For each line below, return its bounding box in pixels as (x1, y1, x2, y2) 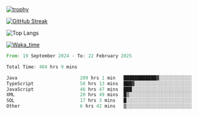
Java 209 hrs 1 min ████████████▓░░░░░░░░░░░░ (6, 75, 192, 81)
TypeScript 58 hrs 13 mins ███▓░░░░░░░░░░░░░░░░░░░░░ (6, 80, 192, 86)
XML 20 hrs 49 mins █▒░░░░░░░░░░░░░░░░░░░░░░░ (6, 92, 192, 98)
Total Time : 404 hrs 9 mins (6, 64, 78, 70)
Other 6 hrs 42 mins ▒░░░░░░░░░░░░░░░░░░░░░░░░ (6, 103, 192, 110)
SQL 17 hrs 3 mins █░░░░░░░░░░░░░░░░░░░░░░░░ (6, 97, 192, 103)
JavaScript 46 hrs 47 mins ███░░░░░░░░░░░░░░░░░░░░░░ (6, 86, 192, 92)
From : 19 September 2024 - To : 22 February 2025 (6, 53, 132, 59)
